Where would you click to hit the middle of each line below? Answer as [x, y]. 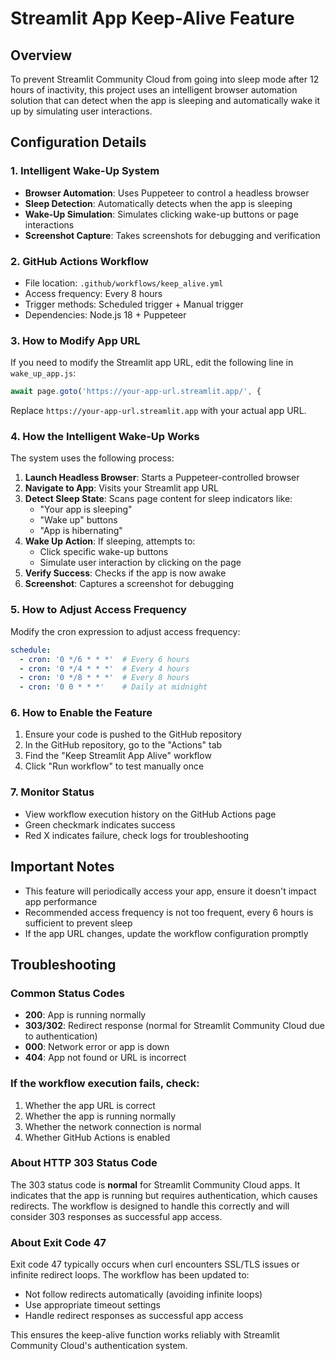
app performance [61, 901]
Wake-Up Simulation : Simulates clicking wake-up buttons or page [161, 214]
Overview [41, 55]
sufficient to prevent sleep [78, 923]
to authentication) [61, 1036]
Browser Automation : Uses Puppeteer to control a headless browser [167, 193]
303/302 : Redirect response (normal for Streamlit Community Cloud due [174, 1026]
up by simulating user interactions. [81, 111]
